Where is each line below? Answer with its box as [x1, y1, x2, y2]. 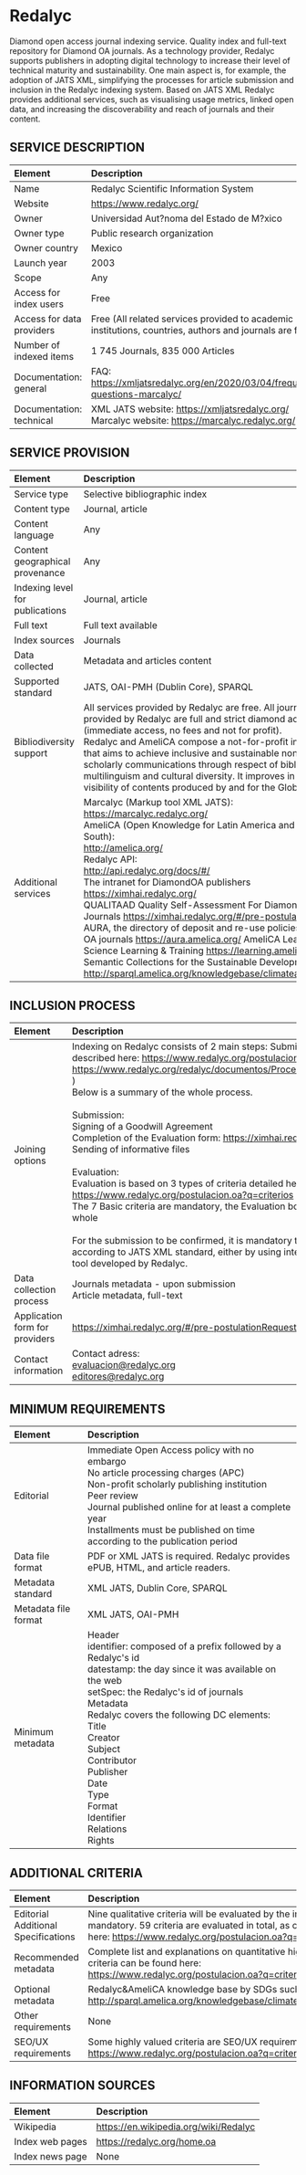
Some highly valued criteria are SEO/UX [87, 2035, 258, 2048]
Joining [14, 1143, 46, 1156]
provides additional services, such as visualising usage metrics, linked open [9, 93, 294, 105]
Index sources [14, 634, 75, 646]
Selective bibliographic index [83, 488, 208, 500]
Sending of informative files [71, 1143, 190, 1156]
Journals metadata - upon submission [71, 1277, 237, 1290]
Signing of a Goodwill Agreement [71, 1120, 213, 1133]
